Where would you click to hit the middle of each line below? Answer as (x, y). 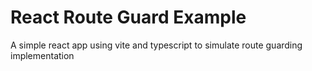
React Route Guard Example (128, 17)
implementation (42, 55)
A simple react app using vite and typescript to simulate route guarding (156, 45)
